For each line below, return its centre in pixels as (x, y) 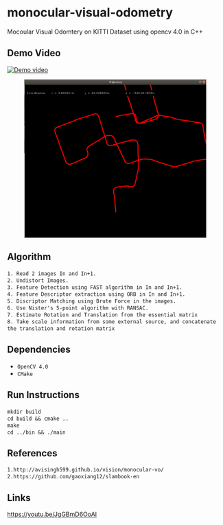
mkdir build (24, 412)
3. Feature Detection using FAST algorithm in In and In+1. (95, 287)
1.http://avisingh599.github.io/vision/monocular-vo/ (86, 470)
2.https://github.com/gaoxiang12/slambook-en (73, 477)
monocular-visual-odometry (90, 13)
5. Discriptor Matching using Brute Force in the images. (92, 301)
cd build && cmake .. (38, 419)
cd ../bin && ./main (37, 432)
